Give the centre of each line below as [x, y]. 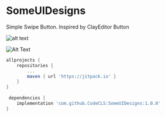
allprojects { [23, 60]
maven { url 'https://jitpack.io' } [72, 76]
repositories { [35, 65]
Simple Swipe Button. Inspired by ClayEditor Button [68, 27]
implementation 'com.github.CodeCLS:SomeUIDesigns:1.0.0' [89, 103]
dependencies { [27, 98]
